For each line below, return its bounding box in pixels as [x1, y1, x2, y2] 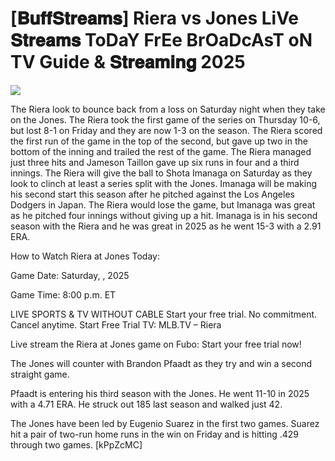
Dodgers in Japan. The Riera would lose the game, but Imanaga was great [10, 198, 316, 211]
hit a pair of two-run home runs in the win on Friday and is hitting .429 [10, 428, 300, 440]
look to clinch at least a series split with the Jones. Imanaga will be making [10, 177, 318, 189]
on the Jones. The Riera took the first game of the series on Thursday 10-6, [10, 113, 321, 126]
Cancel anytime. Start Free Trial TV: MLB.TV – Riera [10, 318, 222, 331]
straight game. [10, 368, 70, 380]
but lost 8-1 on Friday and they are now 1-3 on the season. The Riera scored [10, 124, 323, 136]
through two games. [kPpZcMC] [10, 438, 143, 451]
